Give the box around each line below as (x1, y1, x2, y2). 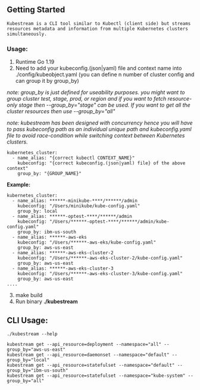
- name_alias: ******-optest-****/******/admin (12, 214, 133, 220)
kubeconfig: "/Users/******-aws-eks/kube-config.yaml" (17, 239, 157, 246)
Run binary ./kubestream (15, 298, 78, 305)
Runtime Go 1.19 (15, 58, 55, 65)
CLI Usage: (7, 315, 48, 325)
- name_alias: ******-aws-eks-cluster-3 (12, 266, 114, 272)
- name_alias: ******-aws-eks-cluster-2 (12, 250, 114, 256)
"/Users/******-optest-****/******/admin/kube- (49, 219, 170, 225)
